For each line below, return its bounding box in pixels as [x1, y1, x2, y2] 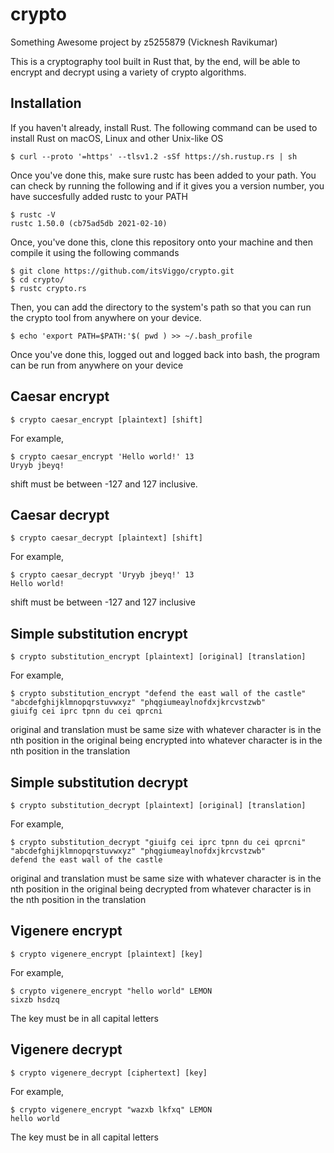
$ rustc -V [10, 209, 56, 220]
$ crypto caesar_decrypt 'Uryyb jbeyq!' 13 [10, 570, 195, 580]
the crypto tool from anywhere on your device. [10, 311, 202, 323]
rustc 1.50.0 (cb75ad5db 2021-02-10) [10, 218, 168, 228]
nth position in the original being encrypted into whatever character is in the [10, 734, 323, 747]
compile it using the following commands [10, 246, 180, 258]
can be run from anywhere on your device [10, 359, 184, 371]
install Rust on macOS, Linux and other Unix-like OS [10, 132, 224, 144]
